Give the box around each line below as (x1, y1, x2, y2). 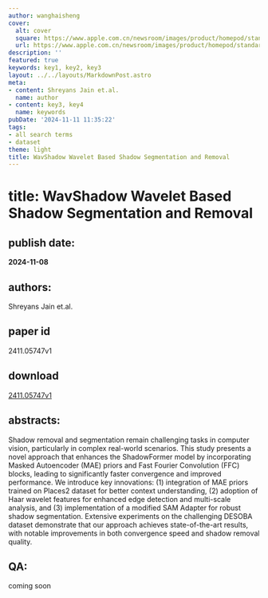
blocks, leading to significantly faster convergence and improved (8, 468, 222, 478)
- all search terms (8, 130, 73, 138)
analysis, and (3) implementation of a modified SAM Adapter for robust (8, 503, 241, 512)
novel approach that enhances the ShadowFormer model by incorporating (8, 452, 251, 461)
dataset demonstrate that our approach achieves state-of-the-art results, (8, 520, 249, 529)
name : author (15, 94, 59, 102)
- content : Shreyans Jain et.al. (8, 86, 120, 94)
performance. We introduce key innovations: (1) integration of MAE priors (8, 477, 249, 487)
